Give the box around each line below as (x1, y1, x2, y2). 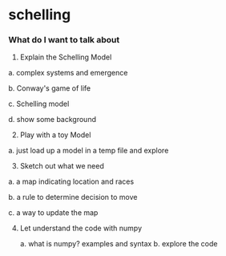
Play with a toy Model (19, 130, 91, 140)
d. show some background (8, 115, 96, 124)
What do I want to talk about (8, 35, 120, 46)
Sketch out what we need (19, 161, 104, 171)
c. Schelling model (8, 99, 70, 109)
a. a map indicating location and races (8, 177, 135, 186)
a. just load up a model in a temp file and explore (8, 146, 169, 156)
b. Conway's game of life (8, 83, 91, 93)
